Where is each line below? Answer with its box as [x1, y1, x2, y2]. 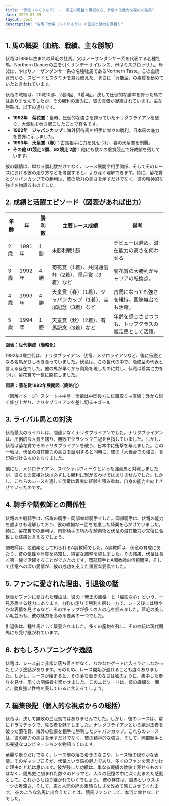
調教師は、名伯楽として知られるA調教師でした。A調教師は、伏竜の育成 [5, 544, 152, 550]
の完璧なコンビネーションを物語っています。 [5, 741, 97, 747]
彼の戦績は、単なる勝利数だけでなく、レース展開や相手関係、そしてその [5, 163, 155, 169]
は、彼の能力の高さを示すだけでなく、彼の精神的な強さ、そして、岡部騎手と [5, 735, 163, 741]
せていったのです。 [5, 484, 45, 490]
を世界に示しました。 [12, 134, 57, 140]
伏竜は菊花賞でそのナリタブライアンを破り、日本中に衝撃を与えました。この [5, 442, 163, 448]
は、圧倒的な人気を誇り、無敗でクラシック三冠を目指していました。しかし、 [5, 436, 163, 442]
